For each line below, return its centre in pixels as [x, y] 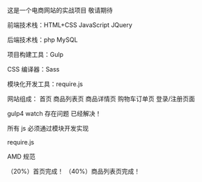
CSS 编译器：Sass [33, 69]
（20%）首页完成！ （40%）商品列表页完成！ [74, 171]
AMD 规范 [22, 156]
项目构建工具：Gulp [36, 55]
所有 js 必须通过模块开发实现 [48, 128]
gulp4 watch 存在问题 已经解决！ [54, 114]
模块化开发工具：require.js [45, 84]
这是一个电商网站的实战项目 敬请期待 [60, 10]
